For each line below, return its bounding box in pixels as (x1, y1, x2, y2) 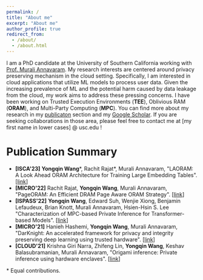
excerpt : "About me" (6, 20, 59, 26)
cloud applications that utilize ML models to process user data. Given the (6, 78, 188, 85)
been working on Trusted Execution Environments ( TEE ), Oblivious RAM (6, 98, 186, 105)
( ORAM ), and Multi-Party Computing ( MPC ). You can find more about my (6, 104, 189, 112)
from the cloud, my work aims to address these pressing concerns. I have (6, 92, 190, 99)
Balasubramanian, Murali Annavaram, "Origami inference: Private (15, 248, 178, 256)
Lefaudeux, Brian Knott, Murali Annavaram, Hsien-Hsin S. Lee (15, 204, 170, 211)
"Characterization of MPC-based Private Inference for (15, 210, 150, 217)
